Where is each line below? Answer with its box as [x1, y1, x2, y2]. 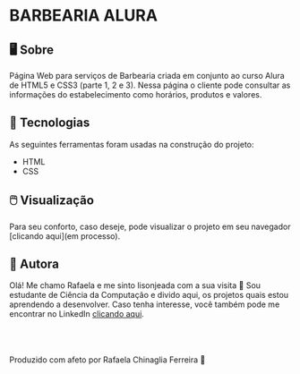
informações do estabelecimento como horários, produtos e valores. [9, 89, 262, 99]
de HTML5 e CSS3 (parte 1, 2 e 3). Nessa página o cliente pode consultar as [9, 80, 291, 90]
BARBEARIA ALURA [9, 5, 159, 26]
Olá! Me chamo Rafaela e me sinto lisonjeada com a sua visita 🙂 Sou [9, 280, 261, 291]
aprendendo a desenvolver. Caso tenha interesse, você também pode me [9, 299, 280, 310]
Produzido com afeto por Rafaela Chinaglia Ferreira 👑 [9, 354, 206, 365]
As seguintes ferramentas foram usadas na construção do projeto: [9, 139, 254, 149]
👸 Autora [9, 257, 60, 272]
